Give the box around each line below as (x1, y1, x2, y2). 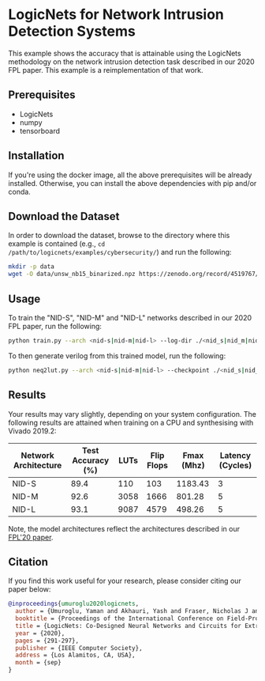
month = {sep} (15, 659, 62, 667)
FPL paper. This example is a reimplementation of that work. (8, 65, 203, 74)
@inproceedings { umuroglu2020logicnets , (8, 600, 140, 608)
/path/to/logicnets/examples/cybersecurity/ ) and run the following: (8, 248, 232, 257)
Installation (8, 149, 65, 163)
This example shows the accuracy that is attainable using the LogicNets (8, 48, 242, 58)
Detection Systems (8, 22, 136, 40)
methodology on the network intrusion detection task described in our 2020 (8, 57, 255, 66)
